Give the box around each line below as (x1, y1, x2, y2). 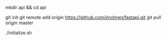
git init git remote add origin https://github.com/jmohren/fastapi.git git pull (5, 14, 161, 20)
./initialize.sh (5, 30, 32, 35)
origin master (5, 20, 33, 26)
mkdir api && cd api (5, 5, 46, 10)
